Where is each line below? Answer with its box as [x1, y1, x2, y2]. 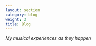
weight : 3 [5, 17, 27, 22]
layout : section [5, 7, 40, 13]
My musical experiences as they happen [5, 35, 91, 41]
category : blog [5, 12, 38, 17]
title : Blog [5, 21, 31, 27]
